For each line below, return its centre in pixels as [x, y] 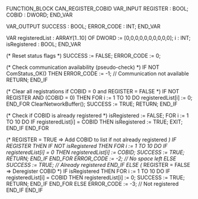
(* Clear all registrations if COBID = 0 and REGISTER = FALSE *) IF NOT [93, 91]
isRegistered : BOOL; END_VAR [44, 44]
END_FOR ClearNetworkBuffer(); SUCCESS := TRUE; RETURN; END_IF [92, 104]
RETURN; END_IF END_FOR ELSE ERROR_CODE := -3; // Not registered [92, 184]
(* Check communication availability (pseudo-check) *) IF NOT [83, 67]
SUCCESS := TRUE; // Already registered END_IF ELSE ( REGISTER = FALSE [98, 165]
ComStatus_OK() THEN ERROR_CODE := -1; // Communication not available [98, 73]
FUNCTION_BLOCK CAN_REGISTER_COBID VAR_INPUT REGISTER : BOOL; [97, 9]
